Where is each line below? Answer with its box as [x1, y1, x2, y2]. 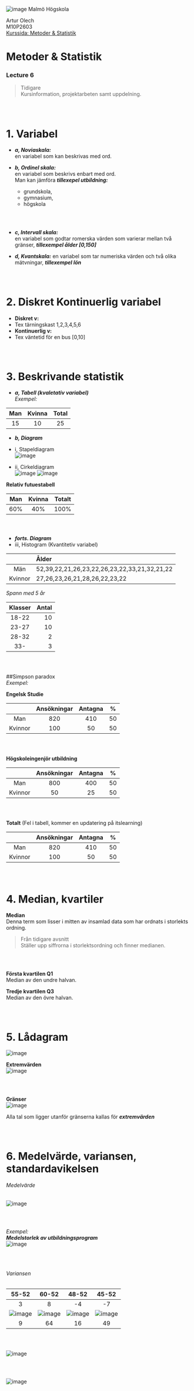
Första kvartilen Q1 [6, 970, 53, 977]
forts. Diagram [14, 534, 52, 541]
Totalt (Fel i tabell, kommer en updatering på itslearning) [6, 820, 143, 827]
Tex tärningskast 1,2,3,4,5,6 [14, 321, 81, 328]
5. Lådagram [6, 1030, 69, 1044]
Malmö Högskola [28, 6, 69, 12]
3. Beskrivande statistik [6, 370, 124, 383]
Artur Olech [6, 17, 34, 24]
